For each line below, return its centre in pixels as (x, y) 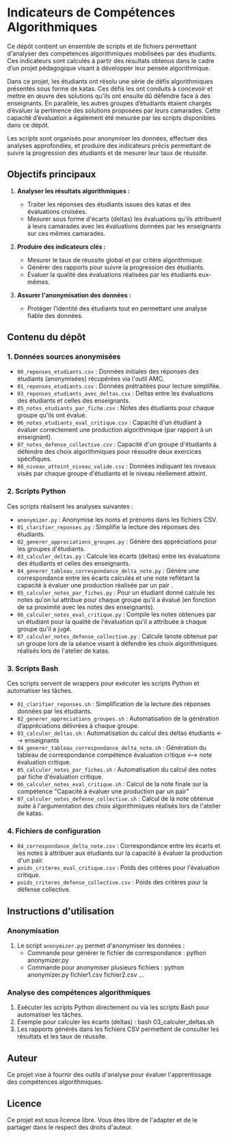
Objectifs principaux (52, 174)
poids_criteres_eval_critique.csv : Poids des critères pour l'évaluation (118, 868)
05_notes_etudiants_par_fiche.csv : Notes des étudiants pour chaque (116, 408)
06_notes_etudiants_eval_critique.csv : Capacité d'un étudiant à (109, 422)
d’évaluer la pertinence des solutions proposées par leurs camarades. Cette (114, 110)
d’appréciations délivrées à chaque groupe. (78, 726)
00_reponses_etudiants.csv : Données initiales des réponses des (108, 372)
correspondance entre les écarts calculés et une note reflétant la (108, 578)
